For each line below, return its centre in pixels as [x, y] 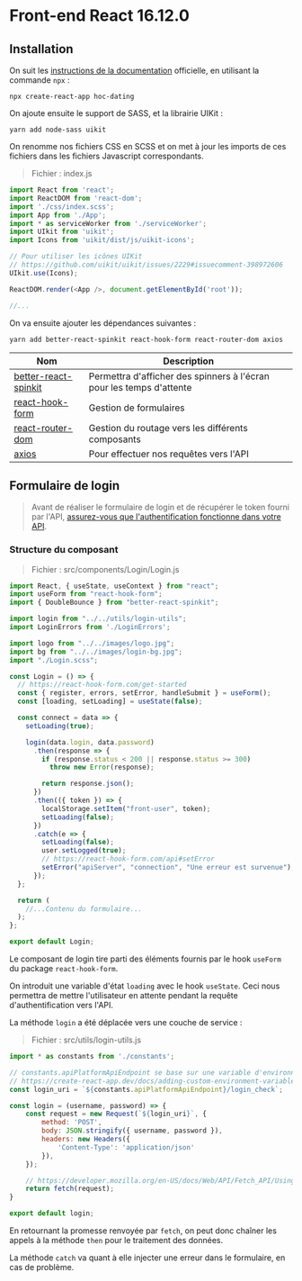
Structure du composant [64, 550]
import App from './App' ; [58, 215]
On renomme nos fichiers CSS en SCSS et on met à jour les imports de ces [148, 146]
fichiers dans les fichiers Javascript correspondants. [107, 156]
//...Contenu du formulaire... [84, 909]
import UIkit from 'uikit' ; [62, 232]
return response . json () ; [88, 784]
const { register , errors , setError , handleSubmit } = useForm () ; [144, 693]
